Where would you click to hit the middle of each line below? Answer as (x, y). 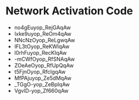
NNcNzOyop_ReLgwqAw (45, 40)
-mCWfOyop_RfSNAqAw (44, 59)
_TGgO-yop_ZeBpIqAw (42, 84)
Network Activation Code (69, 11)
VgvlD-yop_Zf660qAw (41, 90)
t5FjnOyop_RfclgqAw (40, 71)
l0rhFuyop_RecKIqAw (40, 52)
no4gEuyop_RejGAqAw (42, 27)
